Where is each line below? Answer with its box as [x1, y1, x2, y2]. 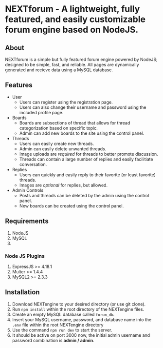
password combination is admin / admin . [12, 337, 94, 343]
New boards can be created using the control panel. [19, 203, 124, 208]
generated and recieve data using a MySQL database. [5, 67, 113, 73]
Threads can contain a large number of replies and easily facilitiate [19, 156, 153, 162]
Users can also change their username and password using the [19, 104, 146, 110]
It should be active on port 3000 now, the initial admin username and [12, 332, 150, 338]
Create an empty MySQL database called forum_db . [12, 311, 115, 317]
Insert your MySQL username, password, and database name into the [12, 316, 152, 323]
